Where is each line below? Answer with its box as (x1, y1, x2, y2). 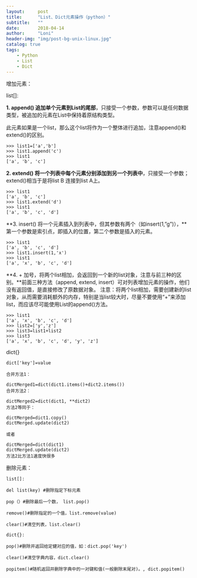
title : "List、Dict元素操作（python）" (6, 14, 111, 20)
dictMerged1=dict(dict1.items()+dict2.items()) (6, 382, 125, 388)
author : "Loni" (6, 31, 54, 37)
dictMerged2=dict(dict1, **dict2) (6, 398, 91, 404)
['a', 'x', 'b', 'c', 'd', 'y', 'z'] (6, 338, 99, 345)
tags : (6, 47, 19, 53)
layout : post (6, 8, 49, 15)
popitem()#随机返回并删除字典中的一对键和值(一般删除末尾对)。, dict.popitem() (6, 566, 185, 572)
